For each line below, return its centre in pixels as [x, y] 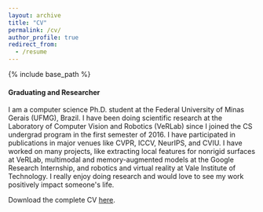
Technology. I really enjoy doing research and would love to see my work [126, 177]
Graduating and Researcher [54, 92]
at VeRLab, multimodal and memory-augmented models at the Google [121, 160]
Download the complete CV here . [62, 200]
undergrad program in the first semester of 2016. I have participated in [122, 135]
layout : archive [35, 15]
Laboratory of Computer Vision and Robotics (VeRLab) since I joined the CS [130, 126]
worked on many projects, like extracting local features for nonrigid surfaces [132, 152]
